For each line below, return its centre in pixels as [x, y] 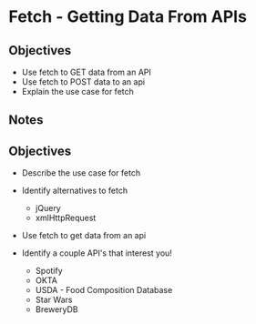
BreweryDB [56, 309]
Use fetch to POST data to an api [83, 82]
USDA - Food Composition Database [104, 290]
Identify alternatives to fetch [75, 191]
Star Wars [54, 300]
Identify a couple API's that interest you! [97, 253]
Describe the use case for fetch [81, 173]
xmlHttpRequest [66, 218]
